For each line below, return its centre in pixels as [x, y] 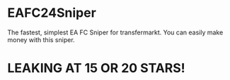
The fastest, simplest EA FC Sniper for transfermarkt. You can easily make [115, 32]
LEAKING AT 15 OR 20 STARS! [96, 68]
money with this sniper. [41, 39]
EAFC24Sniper [52, 13]
